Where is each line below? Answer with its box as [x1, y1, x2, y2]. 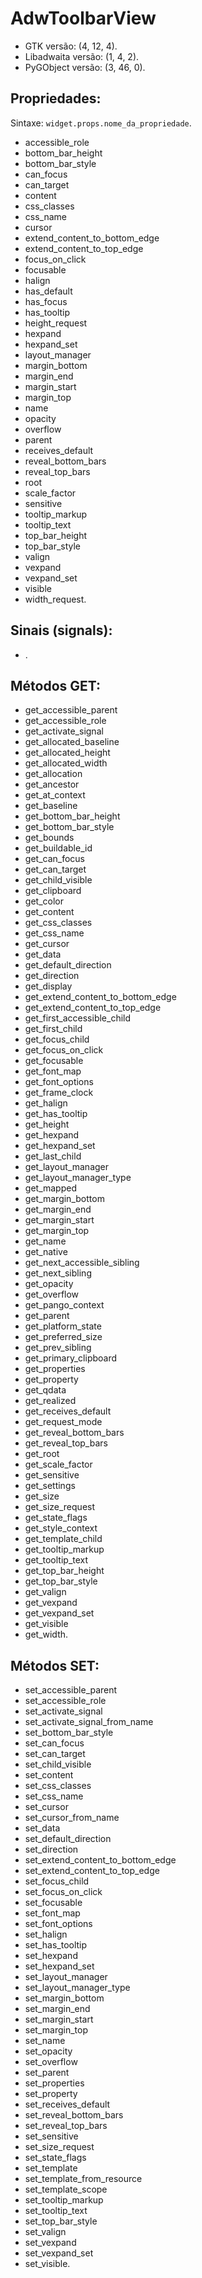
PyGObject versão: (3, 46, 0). [24, 61, 146, 73]
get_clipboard [24, 885, 82, 897]
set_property [24, 2088, 78, 2100]
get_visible [24, 1618, 69, 1630]
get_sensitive [24, 1469, 80, 1481]
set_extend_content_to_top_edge [24, 1865, 160, 1877]
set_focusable [24, 1897, 83, 1909]
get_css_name [24, 927, 85, 939]
